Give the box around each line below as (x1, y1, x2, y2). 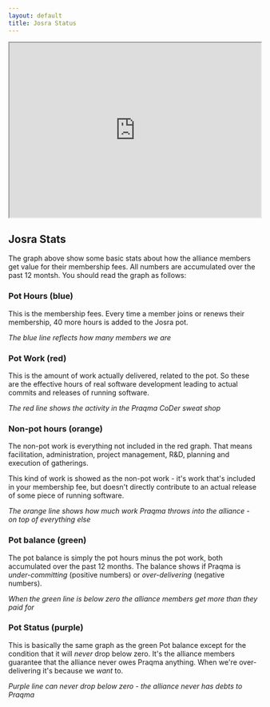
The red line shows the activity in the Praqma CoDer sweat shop (8, 403, 221, 412)
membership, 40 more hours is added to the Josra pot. (8, 317, 189, 327)
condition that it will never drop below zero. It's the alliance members (8, 649, 236, 658)
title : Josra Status (8, 19, 77, 27)
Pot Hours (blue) (8, 291, 73, 302)
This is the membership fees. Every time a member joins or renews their (8, 308, 245, 318)
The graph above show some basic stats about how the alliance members (8, 253, 252, 264)
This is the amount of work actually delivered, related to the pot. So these (8, 371, 250, 380)
